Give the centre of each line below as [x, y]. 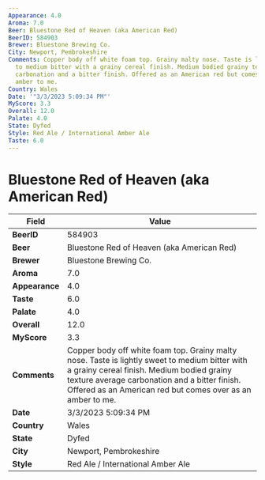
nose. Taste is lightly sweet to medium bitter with [157, 361]
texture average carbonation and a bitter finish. [154, 380]
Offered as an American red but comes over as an [159, 390]
